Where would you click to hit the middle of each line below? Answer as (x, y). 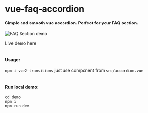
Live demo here (21, 43)
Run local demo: (22, 87)
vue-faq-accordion (45, 9)
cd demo (13, 97)
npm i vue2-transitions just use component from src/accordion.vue (74, 70)
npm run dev (17, 106)
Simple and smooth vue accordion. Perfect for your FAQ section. (72, 23)
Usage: (13, 59)
